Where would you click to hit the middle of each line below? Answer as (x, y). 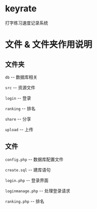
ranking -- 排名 (20, 108)
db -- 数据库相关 (21, 77)
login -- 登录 (18, 98)
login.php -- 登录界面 (27, 180)
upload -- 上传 (19, 129)
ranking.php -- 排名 (25, 201)
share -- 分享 (18, 119)
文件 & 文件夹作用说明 (49, 45)
